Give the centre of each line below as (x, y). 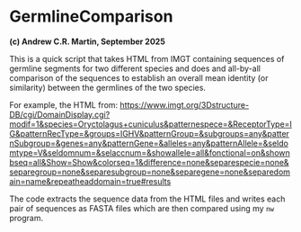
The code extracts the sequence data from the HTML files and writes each (147, 199)
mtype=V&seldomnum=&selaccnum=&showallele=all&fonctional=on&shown (150, 152)
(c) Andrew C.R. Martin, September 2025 (88, 41)
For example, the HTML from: (64, 104)
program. (27, 218)
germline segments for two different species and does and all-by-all (135, 68)
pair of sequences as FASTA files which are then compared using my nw (142, 208)
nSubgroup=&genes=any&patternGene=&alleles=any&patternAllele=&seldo (149, 143)
